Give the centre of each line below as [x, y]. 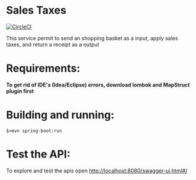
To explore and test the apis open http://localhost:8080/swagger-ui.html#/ [97, 171]
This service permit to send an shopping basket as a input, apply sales [92, 38]
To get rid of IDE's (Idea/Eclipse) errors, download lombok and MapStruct [98, 85]
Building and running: [60, 115]
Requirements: [43, 68]
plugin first [20, 91]
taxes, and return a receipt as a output [53, 44]
